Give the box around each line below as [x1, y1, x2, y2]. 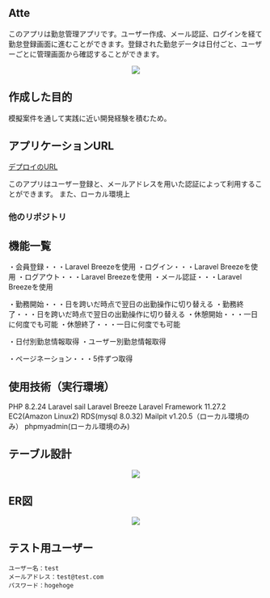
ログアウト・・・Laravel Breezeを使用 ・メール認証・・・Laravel [23, 272, 243, 282]
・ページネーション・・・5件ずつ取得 [8, 354, 133, 364]
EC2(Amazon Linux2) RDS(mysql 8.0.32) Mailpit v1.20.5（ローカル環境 [8, 411, 243, 421]
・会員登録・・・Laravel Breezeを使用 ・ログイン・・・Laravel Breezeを [8, 262, 251, 272]
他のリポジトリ [8, 212, 67, 223]
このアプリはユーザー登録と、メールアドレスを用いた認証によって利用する [8, 179, 256, 189]
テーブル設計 [8, 448, 72, 461]
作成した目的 [8, 91, 73, 104]
